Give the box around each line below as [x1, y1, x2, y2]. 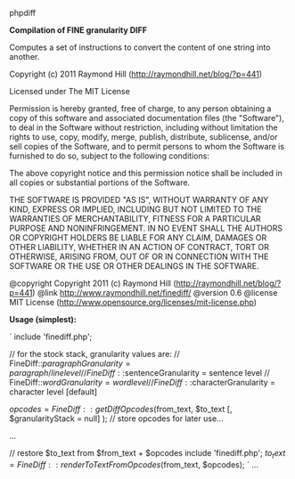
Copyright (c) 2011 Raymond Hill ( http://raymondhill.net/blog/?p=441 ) [9, 69, 263, 79]
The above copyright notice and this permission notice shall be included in [9, 168, 283, 178]
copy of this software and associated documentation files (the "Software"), [9, 113, 285, 123]
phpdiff [9, 8, 37, 18]
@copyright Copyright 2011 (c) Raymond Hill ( [9, 278, 176, 288]
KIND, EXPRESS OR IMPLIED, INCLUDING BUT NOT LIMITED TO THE [9, 204, 262, 215]
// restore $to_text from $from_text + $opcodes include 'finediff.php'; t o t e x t [9, 448, 286, 460]
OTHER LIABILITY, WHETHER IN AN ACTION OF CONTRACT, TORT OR [9, 242, 269, 252]
